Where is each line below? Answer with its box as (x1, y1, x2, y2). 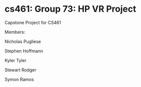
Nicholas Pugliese (4, 38, 41, 44)
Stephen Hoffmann (4, 48, 43, 54)
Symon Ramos (4, 76, 34, 82)
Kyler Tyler (4, 57, 27, 63)
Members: (4, 29, 26, 35)
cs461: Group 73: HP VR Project (4, 3, 137, 15)
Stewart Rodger (4, 67, 36, 73)
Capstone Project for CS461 (4, 20, 61, 25)
